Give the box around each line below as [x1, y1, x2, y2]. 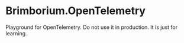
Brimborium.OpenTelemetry [5, 4, 146, 18]
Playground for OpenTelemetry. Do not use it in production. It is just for [5, 24, 178, 31]
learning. [5, 29, 27, 37]
